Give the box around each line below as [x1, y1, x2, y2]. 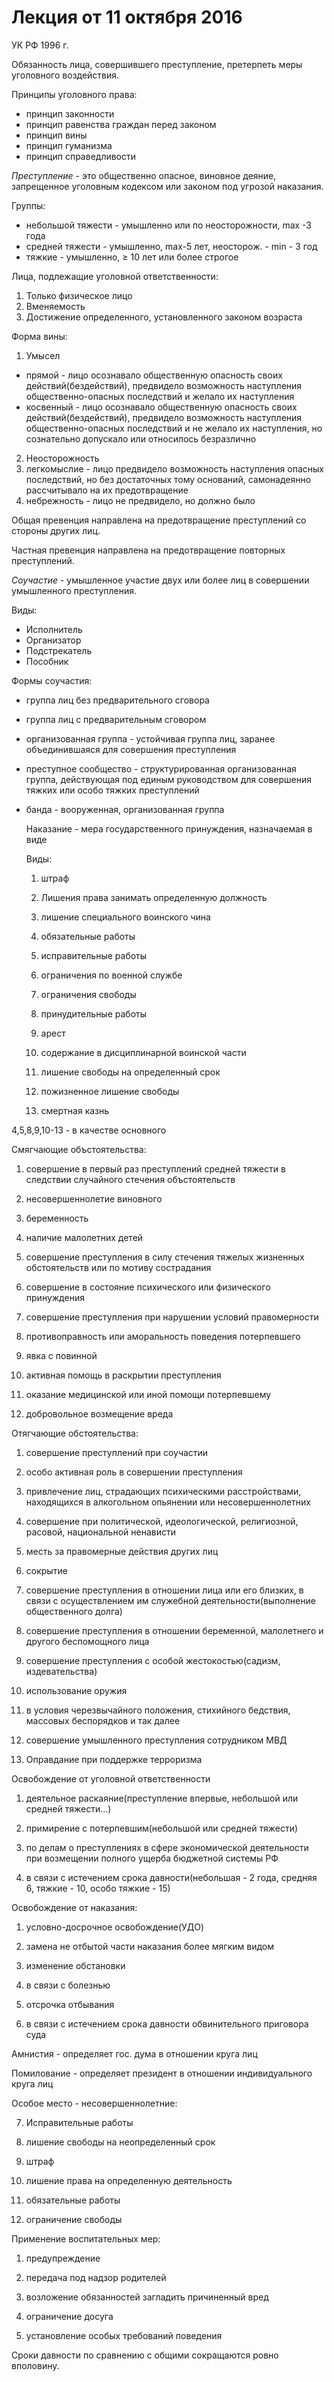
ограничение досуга [25, 2310, 114, 2322]
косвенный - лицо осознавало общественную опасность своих [25, 401, 298, 413]
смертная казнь [40, 1104, 110, 1116]
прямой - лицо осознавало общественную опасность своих [25, 369, 283, 381]
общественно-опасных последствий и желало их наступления [25, 390, 295, 402]
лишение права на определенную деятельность [25, 2174, 233, 2186]
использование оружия [25, 1684, 128, 1696]
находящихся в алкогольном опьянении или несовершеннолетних [25, 1496, 311, 1508]
